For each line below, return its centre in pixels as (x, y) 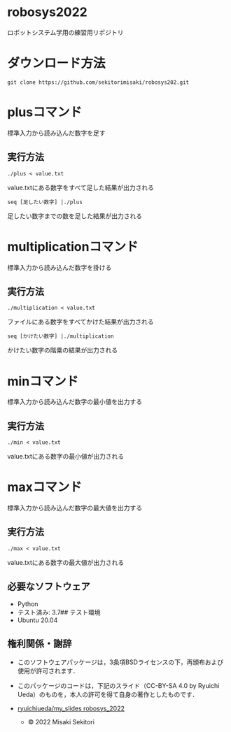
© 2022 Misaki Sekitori (61, 722)
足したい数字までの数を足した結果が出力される (75, 216)
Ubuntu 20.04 (37, 620)
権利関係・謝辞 (40, 644)
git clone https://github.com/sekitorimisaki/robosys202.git (98, 82)
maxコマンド (45, 487)
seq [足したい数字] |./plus (45, 202)
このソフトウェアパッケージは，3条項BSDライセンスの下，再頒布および (120, 662)
